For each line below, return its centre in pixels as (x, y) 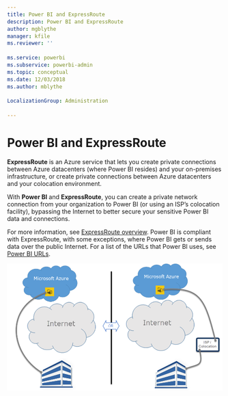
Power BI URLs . (29, 254)
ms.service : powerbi (37, 58)
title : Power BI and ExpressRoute (56, 14)
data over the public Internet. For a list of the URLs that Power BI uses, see (112, 246)
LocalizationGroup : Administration (58, 101)
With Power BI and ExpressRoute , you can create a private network (102, 197)
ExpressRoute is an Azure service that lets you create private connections (112, 161)
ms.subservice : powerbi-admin (50, 65)
